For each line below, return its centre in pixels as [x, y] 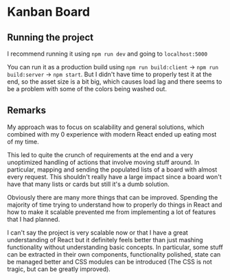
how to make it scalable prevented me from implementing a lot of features [112, 212]
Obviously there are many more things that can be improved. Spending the [113, 197]
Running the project [50, 37]
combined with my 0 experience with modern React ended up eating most [112, 134]
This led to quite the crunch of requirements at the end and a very [100, 154]
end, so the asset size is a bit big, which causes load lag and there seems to [115, 82]
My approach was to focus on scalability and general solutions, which [106, 127]
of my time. [23, 141]
